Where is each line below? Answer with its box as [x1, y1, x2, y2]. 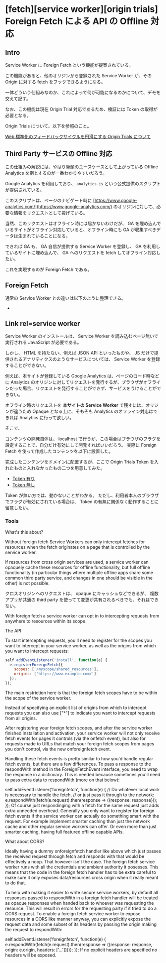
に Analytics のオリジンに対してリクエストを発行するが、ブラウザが [5, 379, 144, 385]
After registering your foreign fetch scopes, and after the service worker [5, 724, 153, 730]
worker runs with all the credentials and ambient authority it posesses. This [5, 864, 159, 870]
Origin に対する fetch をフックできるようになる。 [5, 79, 106, 85]
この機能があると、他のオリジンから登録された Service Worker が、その [5, 73, 152, 78]
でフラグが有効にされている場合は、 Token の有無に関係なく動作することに [5, 499, 159, 505]
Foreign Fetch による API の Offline [5, 16, 149, 27]
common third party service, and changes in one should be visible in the [5, 575, 153, 581]
